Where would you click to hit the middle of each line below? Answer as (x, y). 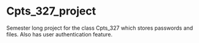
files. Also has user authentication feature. (60, 34)
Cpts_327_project (51, 11)
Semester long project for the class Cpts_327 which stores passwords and (100, 28)
